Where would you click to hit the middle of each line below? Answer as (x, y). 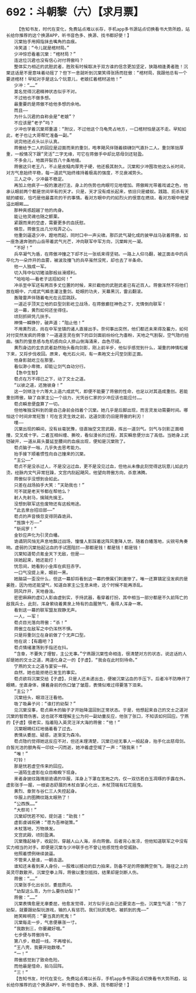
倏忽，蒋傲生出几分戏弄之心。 (44, 229)
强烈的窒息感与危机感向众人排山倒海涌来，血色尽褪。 (69, 342)
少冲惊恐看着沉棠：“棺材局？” (45, 54)
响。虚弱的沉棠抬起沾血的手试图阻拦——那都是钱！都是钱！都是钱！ (74, 547)
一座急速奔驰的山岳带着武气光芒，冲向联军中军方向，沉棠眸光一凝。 (76, 242)
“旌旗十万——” (28, 523)
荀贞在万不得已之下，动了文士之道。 (51, 379)
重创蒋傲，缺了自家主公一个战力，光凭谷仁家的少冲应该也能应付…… (74, 397)
